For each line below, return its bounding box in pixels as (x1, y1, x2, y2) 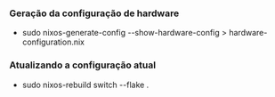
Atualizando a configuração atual (9, 59, 157, 71)
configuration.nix (21, 36, 85, 47)
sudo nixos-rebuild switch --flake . (21, 79, 150, 90)
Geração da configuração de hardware (9, 7, 180, 20)
